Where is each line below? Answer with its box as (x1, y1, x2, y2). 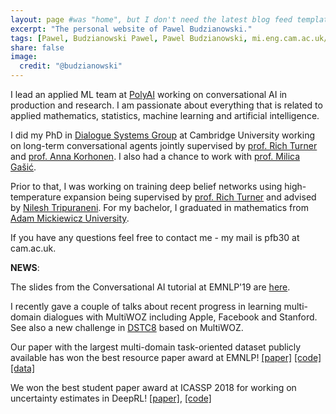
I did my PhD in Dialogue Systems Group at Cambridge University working (10, 129, 316, 141)
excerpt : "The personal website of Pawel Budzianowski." (10, 24, 253, 34)
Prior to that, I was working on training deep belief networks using (10, 181, 283, 192)
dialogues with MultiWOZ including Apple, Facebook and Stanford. (43, 311, 318, 323)
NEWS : (10, 262, 40, 273)
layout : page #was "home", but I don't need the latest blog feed (10, 14, 293, 25)
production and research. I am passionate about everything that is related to (10, 99, 323, 111)
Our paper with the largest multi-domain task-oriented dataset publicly (10, 341, 302, 353)
